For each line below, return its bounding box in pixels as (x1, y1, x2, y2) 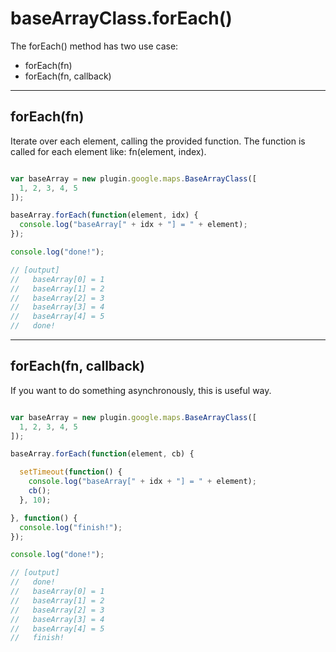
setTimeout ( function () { (19, 467, 123, 477)
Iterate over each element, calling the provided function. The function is (10, 135, 306, 147)
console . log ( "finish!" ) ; (19, 522, 123, 532)
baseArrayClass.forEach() (10, 7, 233, 30)
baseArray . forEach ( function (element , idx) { (10, 210, 199, 221)
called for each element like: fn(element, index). (10, 145, 207, 157)
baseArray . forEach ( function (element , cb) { (10, 449, 195, 459)
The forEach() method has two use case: (10, 40, 179, 52)
